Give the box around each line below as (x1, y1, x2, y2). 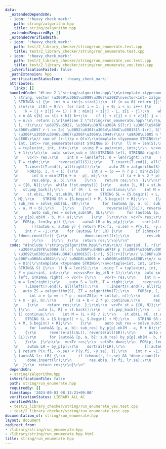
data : (5, 7, 16, 12)
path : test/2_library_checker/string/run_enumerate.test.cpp (14, 44, 142, 49)
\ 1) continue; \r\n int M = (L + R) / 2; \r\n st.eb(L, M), (14, 312, 152, 317)
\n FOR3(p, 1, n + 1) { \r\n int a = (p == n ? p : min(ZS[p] (14, 169, 161, 174)
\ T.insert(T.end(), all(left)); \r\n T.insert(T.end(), (14, 284, 145, 289)
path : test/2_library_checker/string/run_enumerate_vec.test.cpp (14, 58, 152, 63)
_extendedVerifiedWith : (9, 35, 58, 40)
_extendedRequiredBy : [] (9, 30, 61, 35)
